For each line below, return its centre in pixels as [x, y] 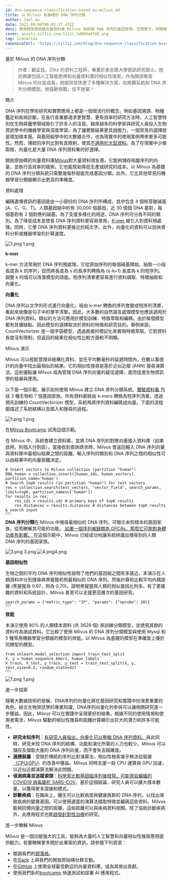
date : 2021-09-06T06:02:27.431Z [40, 24]
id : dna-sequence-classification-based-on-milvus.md [63, 10]
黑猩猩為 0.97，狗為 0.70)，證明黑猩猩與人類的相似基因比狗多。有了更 [87, 586]
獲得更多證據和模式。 [49, 789]
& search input [21, 510]
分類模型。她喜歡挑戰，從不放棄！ [58, 89]
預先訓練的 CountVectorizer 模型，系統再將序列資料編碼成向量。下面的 [80, 402]
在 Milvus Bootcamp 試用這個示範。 [42, 429]
